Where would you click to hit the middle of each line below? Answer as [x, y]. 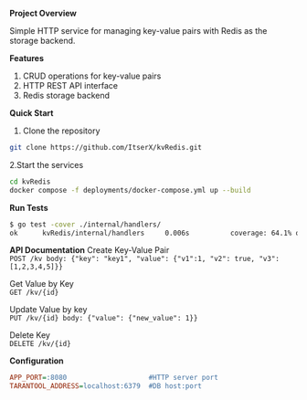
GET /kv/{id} [34, 293]
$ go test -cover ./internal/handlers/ [85, 224]
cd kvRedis [30, 182]
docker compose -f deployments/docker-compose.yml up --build [130, 190]
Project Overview [43, 13]
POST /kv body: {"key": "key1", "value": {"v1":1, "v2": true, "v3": [145, 259]
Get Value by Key [42, 284]
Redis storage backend [66, 95]
